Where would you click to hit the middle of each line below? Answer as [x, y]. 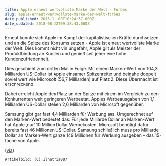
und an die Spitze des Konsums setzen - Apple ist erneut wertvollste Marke [82, 43]
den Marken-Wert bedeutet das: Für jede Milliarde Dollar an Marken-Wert [80, 119]
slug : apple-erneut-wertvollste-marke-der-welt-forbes [63, 14]
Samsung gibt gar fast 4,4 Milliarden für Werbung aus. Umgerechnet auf [79, 114]
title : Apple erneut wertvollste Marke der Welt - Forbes [66, 10]
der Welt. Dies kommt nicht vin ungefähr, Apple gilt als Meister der [73, 48]
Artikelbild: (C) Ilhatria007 [36, 160]
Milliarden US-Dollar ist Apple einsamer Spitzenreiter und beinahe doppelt [81, 74]
